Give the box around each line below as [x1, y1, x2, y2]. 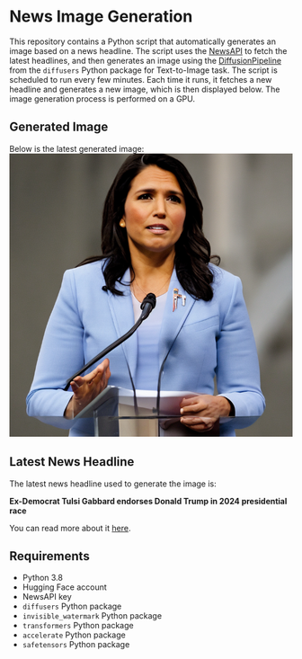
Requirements [9, 548, 90, 564]
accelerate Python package [22, 629, 126, 640]
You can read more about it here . [9, 522, 131, 533]
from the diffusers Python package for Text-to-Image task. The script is [9, 65, 279, 76]
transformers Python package [22, 620, 134, 631]
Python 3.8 [22, 573, 63, 583]
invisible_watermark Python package [22, 610, 163, 621]
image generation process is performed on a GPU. [9, 93, 196, 104]
